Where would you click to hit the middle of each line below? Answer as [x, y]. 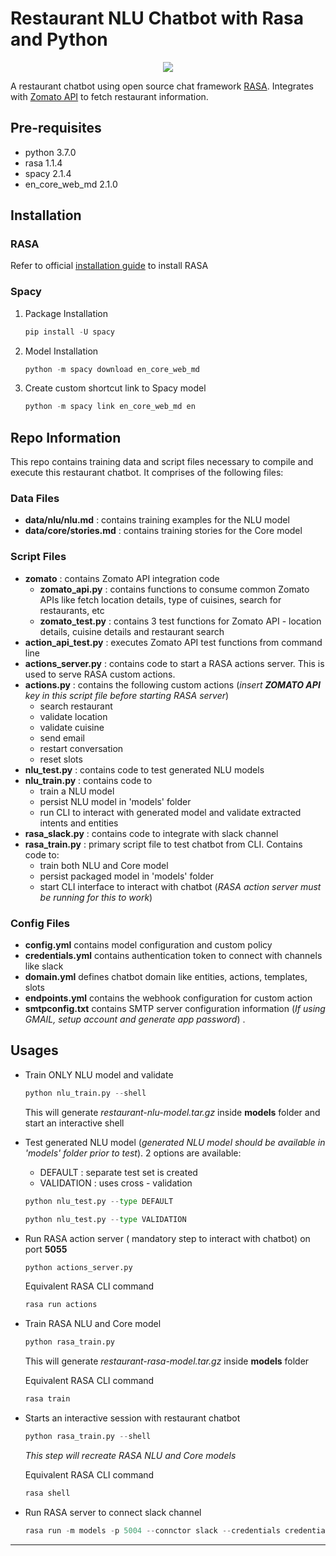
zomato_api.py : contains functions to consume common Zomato [174, 589]
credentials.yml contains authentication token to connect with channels [173, 956]
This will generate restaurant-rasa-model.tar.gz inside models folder [167, 1361]
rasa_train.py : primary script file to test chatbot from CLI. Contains [163, 844]
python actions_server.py [78, 1267]
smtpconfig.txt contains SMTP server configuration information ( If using [175, 1009]
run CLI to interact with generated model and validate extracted [170, 812]
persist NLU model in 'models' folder [115, 801]
